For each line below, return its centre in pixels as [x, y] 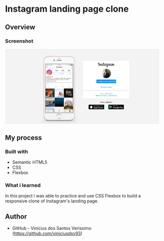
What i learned [23, 185]
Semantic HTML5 [30, 162]
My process [23, 138]
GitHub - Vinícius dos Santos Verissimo [52, 228]
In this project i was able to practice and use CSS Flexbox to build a [73, 196]
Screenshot [19, 41]
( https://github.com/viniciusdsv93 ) [47, 234]
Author [16, 216]
